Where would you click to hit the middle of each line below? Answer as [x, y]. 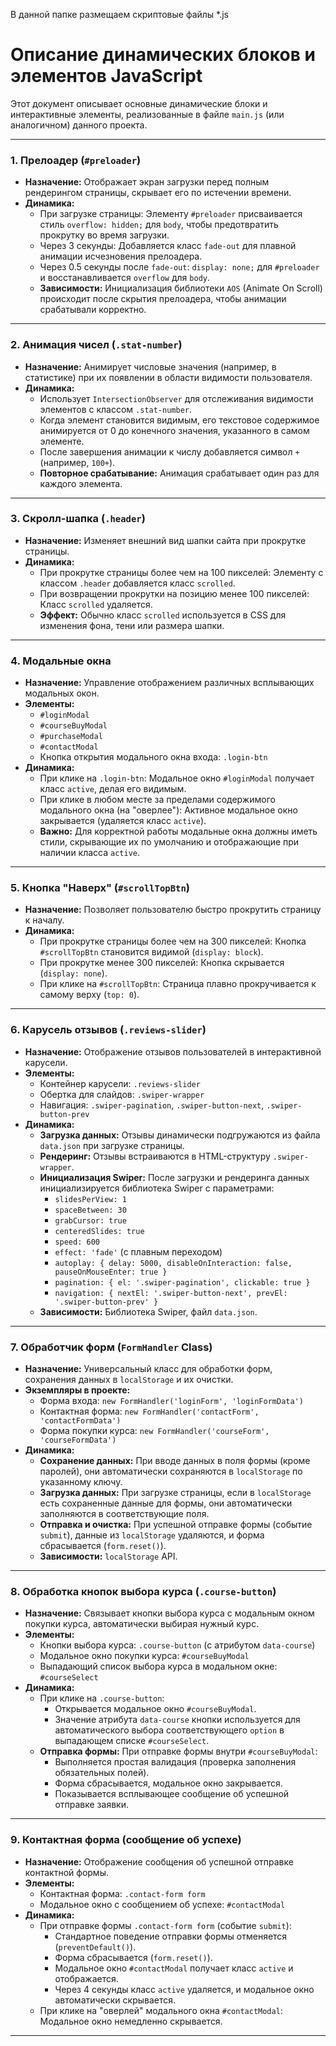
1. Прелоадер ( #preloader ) [76, 160]
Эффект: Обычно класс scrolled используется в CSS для [163, 615]
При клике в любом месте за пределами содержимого [157, 800]
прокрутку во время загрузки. [104, 235]
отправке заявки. [91, 1805]
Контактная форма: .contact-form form [122, 1893]
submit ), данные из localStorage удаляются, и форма [152, 1535]
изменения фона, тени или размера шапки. [132, 625]
